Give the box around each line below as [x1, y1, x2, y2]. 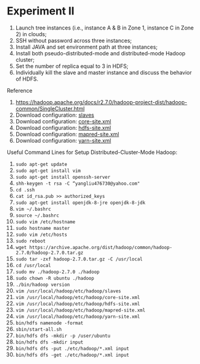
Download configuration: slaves [15, 111, 95, 119]
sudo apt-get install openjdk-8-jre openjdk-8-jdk [15, 200, 146, 206]
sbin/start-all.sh [15, 326, 62, 332]
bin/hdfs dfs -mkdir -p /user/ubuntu [15, 333, 111, 339]
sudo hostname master [15, 225, 70, 231]
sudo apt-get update [15, 161, 67, 167]
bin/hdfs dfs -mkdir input [15, 339, 84, 345]
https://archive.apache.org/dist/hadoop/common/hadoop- [29, 244, 173, 250]
